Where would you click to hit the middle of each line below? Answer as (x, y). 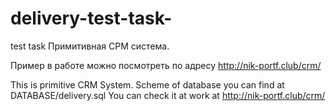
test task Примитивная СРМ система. (90, 46)
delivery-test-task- (91, 18)
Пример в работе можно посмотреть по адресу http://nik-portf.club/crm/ (166, 65)
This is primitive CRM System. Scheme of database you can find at (147, 84)
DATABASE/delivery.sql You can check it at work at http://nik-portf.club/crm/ (168, 95)
